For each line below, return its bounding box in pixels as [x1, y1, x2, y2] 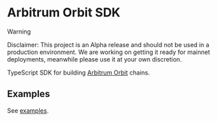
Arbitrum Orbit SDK [7, 5, 121, 21]
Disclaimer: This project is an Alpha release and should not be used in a [7, 40, 209, 49]
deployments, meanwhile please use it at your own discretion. [7, 55, 182, 63]
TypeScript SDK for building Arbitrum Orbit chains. [7, 68, 150, 77]
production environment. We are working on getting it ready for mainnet [7, 48, 211, 56]
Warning [7, 27, 31, 36]
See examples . [7, 106, 49, 114]
